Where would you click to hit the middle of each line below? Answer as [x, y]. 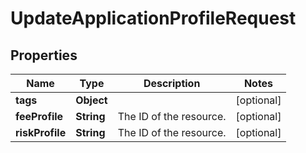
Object [91, 100]
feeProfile [39, 116]
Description [172, 83]
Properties [44, 55]
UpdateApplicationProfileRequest [153, 18]
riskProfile [41, 132]
